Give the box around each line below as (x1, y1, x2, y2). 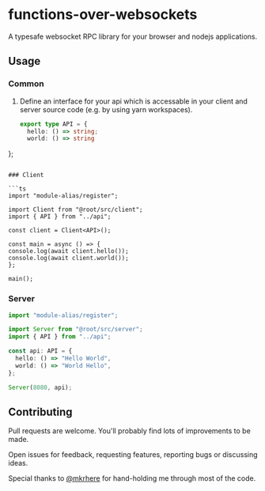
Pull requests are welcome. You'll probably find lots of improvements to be (8, 426, 251, 436)
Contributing (8, 405, 73, 418)
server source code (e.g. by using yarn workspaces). (19, 104, 193, 114)
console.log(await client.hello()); (8, 247, 129, 255)
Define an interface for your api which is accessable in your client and (19, 96, 248, 106)
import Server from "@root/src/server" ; (8, 326, 144, 334)
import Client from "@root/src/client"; (8, 206, 144, 214)
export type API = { (19, 120, 88, 128)
